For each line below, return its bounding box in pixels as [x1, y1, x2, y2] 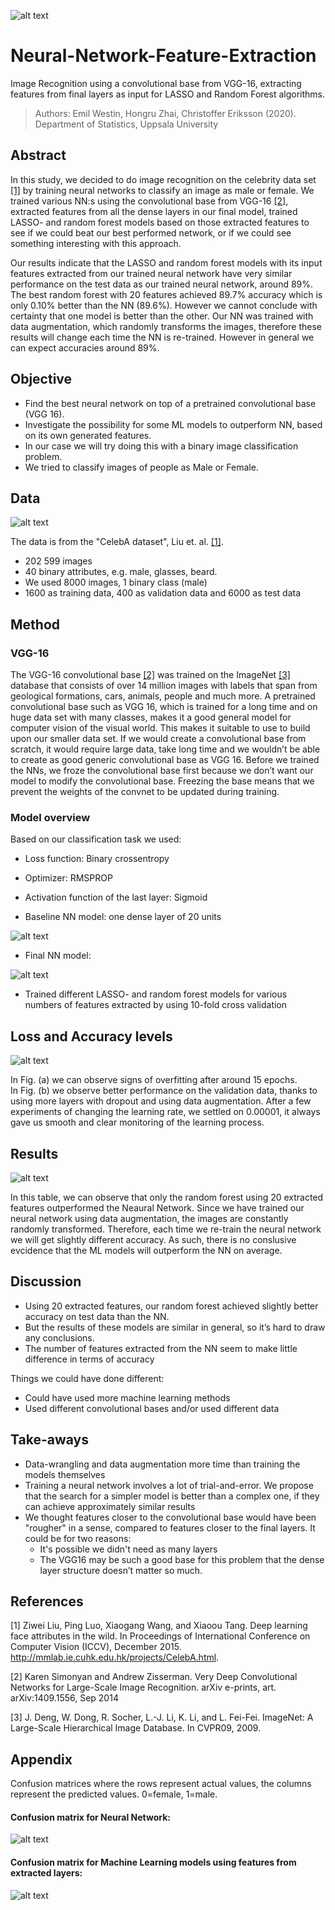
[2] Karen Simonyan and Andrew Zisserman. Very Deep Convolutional [10, 1671, 298, 1683]
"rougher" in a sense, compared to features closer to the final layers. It [24, 1521, 316, 1534]
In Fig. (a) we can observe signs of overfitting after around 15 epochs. [10, 1074, 298, 1086]
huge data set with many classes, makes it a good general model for [10, 711, 292, 724]
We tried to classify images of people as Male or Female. [24, 461, 259, 473]
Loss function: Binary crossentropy [24, 853, 170, 865]
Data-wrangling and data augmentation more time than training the [24, 1458, 301, 1470]
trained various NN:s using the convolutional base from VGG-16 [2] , [10, 195, 289, 207]
